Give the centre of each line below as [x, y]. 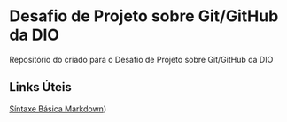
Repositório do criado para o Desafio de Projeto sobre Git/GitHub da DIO [141, 59]
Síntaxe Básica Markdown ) [58, 109]
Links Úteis [41, 87]
